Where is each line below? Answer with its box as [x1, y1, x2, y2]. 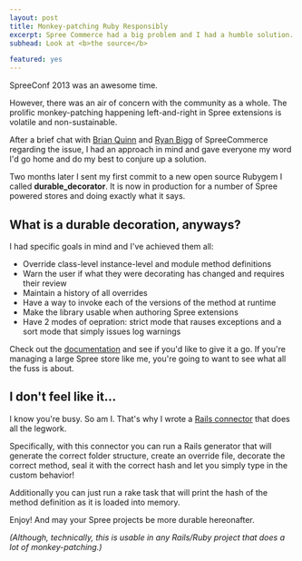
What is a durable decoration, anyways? [9, 217, 241, 232]
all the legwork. [9, 423, 67, 434]
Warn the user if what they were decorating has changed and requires [22, 268, 285, 279]
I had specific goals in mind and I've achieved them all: [9, 241, 214, 251]
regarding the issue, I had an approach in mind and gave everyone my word [9, 144, 292, 155]
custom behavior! [9, 469, 75, 480]
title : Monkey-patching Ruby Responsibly [9, 22, 169, 31]
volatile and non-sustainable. [9, 117, 118, 128]
